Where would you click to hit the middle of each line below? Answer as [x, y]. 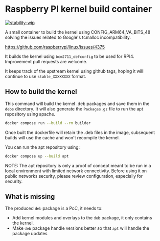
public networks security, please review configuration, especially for [74, 176]
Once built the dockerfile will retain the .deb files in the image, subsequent [80, 132]
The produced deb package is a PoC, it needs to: [54, 208]
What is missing [30, 197]
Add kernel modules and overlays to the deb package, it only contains [82, 218]
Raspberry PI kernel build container [79, 9]
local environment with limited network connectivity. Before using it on [76, 171]
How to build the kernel [41, 92]
